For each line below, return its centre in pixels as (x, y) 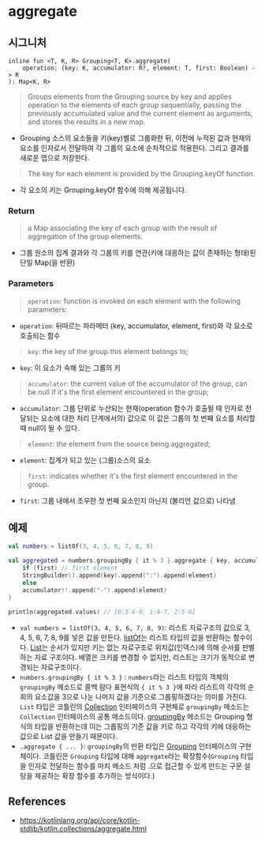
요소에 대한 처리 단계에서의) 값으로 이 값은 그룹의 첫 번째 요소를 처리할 (148, 418)
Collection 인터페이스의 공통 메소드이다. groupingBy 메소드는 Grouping (132, 717)
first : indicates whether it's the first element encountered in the (132, 476)
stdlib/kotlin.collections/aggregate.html (83, 829)
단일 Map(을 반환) (47, 262)
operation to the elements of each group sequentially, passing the (134, 105)
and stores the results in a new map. (86, 122)
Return (22, 210)
